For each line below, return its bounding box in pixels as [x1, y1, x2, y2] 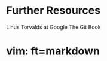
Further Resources [6, 4, 100, 17]
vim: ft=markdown [6, 44, 100, 58]
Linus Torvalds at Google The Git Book [6, 23, 102, 30]
